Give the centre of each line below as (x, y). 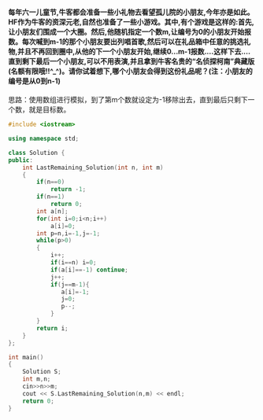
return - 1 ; (68, 190)
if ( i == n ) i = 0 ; (73, 263)
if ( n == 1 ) (51, 197)
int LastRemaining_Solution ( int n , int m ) (93, 168)
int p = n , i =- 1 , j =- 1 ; (69, 233)
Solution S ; (42, 372)
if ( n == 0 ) (51, 182)
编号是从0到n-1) (35, 81)
